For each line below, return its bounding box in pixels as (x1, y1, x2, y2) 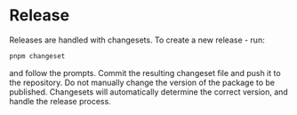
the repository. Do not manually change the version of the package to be (9, 77, 276, 88)
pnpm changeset (9, 51, 66, 60)
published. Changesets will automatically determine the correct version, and (9, 86, 289, 97)
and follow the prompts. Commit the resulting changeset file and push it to (9, 67, 282, 78)
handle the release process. (9, 96, 111, 106)
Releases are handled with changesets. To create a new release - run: (9, 34, 265, 45)
